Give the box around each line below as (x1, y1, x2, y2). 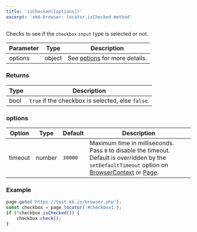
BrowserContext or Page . (89, 168, 159, 176)
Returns (6, 71, 29, 80)
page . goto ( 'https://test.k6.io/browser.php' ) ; (6, 199, 122, 205)
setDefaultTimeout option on (89, 161, 168, 169)
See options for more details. (67, 54, 147, 62)
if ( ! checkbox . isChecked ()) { (6, 210, 80, 216)
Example (6, 186, 32, 194)
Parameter (9, 44, 39, 52)
